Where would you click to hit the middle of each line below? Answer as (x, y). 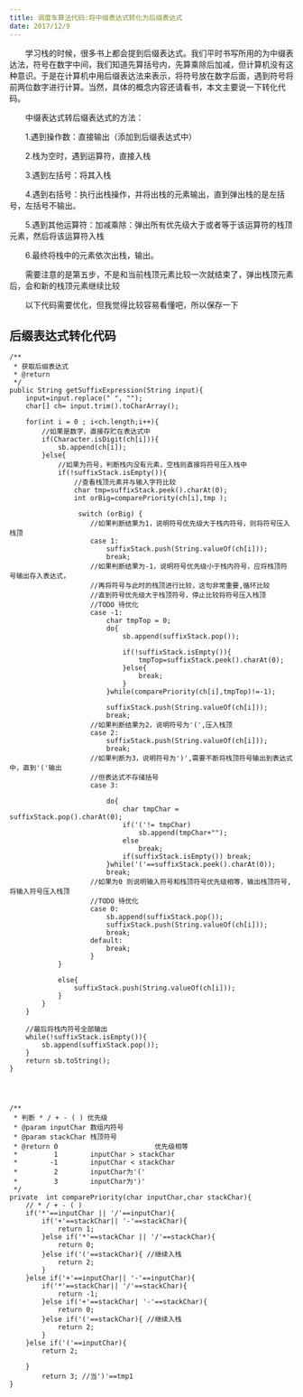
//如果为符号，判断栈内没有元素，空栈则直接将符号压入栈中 (152, 465)
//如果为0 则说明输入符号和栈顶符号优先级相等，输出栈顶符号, (191, 882)
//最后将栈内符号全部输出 (67, 1029)
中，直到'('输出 (36, 768)
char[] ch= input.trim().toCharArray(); (102, 406)
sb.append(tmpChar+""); (183, 833)
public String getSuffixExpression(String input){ (106, 391)
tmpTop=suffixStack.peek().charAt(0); (211, 660)
